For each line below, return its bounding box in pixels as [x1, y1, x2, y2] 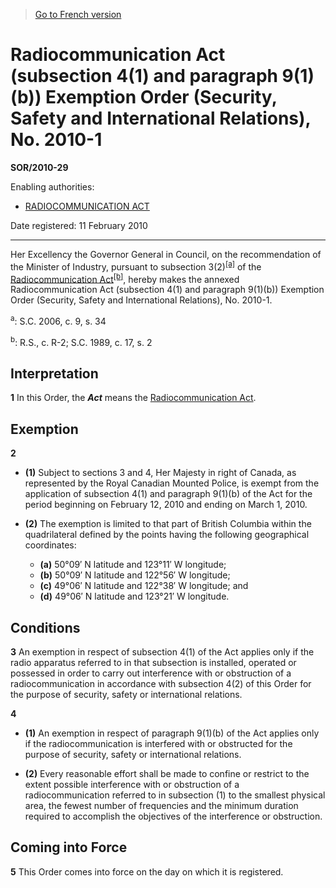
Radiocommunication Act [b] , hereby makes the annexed [10, 271, 240, 285]
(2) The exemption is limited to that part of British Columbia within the [24, 518, 312, 530]
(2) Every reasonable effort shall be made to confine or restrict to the [24, 768, 310, 779]
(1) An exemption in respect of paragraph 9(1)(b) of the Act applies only [24, 727, 320, 739]
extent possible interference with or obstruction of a [24, 779, 240, 790]
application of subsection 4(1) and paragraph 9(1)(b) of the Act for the [24, 488, 313, 500]
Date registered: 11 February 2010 [10, 219, 148, 231]
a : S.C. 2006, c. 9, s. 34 [10, 314, 107, 327]
